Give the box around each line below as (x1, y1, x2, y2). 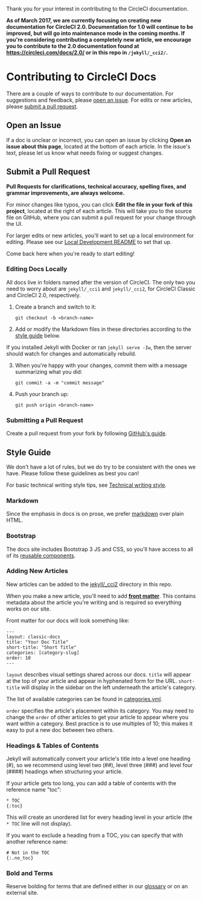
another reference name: (6, 838, 68, 845)
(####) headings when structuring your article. (6, 768, 123, 775)
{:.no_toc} (6, 855, 34, 861)
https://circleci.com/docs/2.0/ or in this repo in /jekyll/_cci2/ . (6, 49, 168, 56)
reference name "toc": (6, 786, 62, 794)
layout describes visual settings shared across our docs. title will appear (6, 670, 191, 678)
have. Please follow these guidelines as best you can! (6, 469, 139, 476)
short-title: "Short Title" (6, 644, 77, 650)
